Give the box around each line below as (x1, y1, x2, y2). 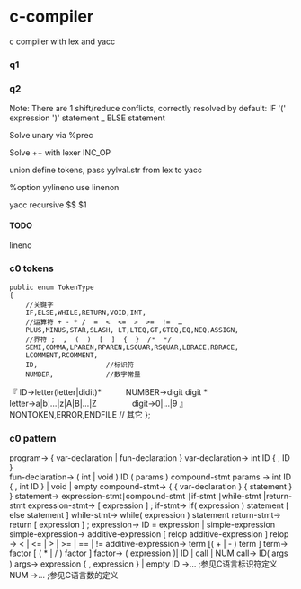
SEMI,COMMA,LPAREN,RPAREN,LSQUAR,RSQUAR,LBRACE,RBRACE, (25, 343, 240, 352)
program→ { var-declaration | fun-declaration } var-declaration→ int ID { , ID (9, 452, 290, 463)
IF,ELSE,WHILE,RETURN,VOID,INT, (25, 308, 146, 317)
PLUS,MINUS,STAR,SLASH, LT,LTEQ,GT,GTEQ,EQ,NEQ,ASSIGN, (25, 325, 240, 334)
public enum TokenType (9, 283, 94, 292)
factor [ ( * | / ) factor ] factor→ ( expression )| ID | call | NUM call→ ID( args (9, 548, 288, 558)
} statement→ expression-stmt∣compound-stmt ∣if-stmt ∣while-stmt (9, 490, 262, 501)
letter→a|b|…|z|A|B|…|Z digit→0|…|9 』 (9, 398, 188, 409)
